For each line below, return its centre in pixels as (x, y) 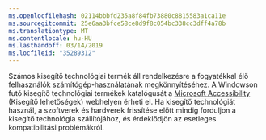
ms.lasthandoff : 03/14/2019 (56, 46)
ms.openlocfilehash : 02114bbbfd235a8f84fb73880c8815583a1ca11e (117, 16)
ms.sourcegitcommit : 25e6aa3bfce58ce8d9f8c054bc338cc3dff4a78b (117, 23)
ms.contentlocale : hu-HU (50, 38)
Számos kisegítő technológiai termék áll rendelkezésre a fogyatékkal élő (129, 76)
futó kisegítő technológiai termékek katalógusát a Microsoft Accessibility (129, 93)
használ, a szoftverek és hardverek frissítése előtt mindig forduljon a (122, 110)
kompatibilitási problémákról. (57, 127)
